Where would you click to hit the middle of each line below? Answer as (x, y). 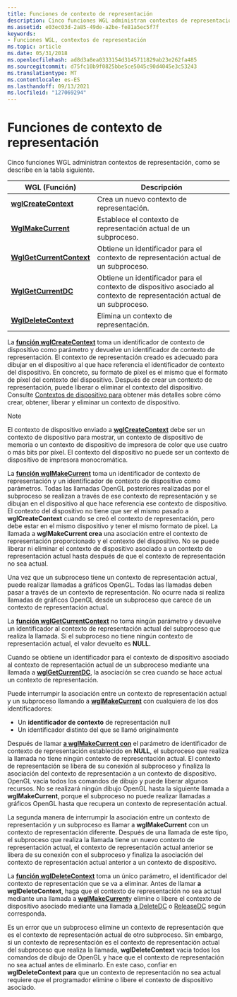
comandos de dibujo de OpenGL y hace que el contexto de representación (116, 957)
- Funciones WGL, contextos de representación (77, 40)
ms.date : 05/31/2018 (38, 54)
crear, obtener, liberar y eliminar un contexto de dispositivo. (94, 402)
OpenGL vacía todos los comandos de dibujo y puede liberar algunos (108, 781)
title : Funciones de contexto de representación (80, 14)
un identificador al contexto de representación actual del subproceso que (114, 629)
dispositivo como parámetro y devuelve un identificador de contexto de (111, 350)
